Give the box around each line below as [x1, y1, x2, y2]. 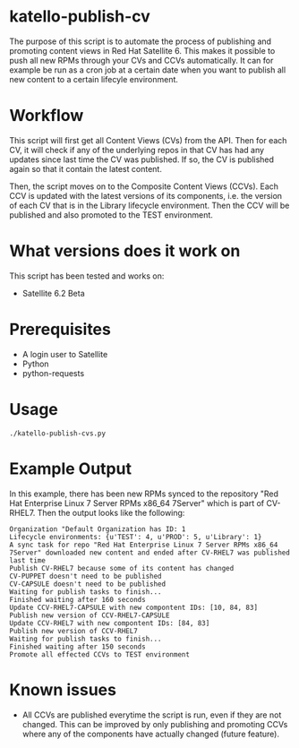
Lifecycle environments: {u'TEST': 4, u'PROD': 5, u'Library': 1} [9, 532, 262, 541]
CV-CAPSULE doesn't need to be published [9, 580, 167, 589]
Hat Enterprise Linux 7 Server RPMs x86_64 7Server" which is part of [9, 497, 265, 508]
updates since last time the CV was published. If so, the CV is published [9, 154, 275, 165]
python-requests [21, 367, 85, 378]
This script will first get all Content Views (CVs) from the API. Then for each [9, 134, 287, 145]
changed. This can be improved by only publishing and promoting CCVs [21, 718, 288, 729]
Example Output [9, 459, 132, 478]
